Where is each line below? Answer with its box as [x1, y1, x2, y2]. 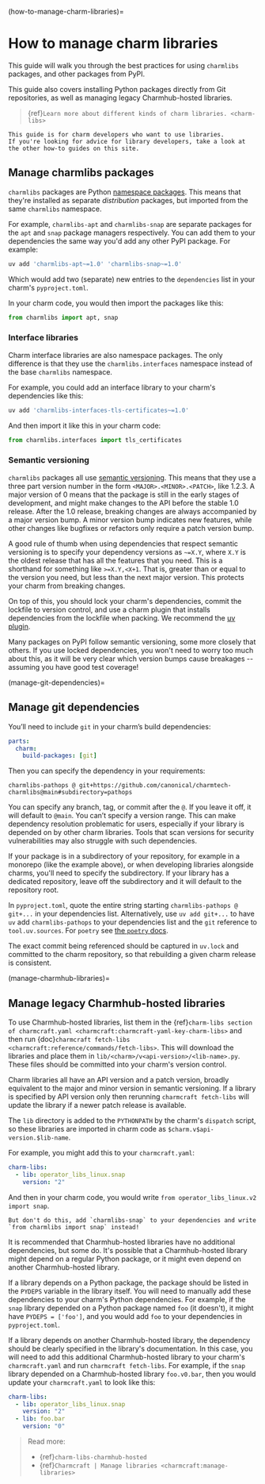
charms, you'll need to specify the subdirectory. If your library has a [8, 868, 229, 878]
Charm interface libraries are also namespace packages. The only [8, 350, 223, 359]
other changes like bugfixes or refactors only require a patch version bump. [8, 523, 255, 532]
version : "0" [22, 1422, 66, 1431]
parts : [8, 737, 30, 745]
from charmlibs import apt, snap [8, 313, 119, 321]
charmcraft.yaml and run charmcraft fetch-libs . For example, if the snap [8, 1360, 246, 1370]
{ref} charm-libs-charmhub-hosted [39, 1452, 148, 1462]
